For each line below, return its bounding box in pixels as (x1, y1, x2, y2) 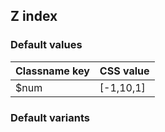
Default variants (10, 110, 91, 124)
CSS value (99, 64, 150, 78)
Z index (10, 8, 58, 25)
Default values (10, 38, 83, 52)
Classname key (15, 64, 90, 78)
